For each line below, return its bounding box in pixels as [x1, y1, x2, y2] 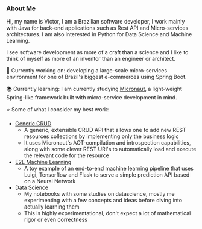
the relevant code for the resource [24, 152, 110, 159]
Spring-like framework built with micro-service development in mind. [6, 94, 177, 101]
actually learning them [24, 203, 80, 210]
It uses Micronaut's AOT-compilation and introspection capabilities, [24, 139, 191, 146]
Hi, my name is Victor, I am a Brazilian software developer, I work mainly [6, 18, 185, 25]
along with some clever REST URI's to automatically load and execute [24, 146, 197, 153]
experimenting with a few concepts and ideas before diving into [24, 197, 183, 204]
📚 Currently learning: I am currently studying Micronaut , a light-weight [6, 86, 183, 93]
